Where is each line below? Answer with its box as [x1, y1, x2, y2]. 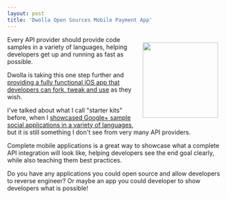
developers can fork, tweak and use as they [7, 85, 132, 94]
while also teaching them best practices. [7, 156, 122, 164]
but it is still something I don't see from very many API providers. [7, 128, 191, 136]
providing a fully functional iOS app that [7, 78, 120, 86]
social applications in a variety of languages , [7, 121, 134, 129]
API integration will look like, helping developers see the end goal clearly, [7, 149, 215, 157]
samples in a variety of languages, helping [7, 43, 128, 51]
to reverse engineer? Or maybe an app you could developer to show [7, 176, 201, 185]
